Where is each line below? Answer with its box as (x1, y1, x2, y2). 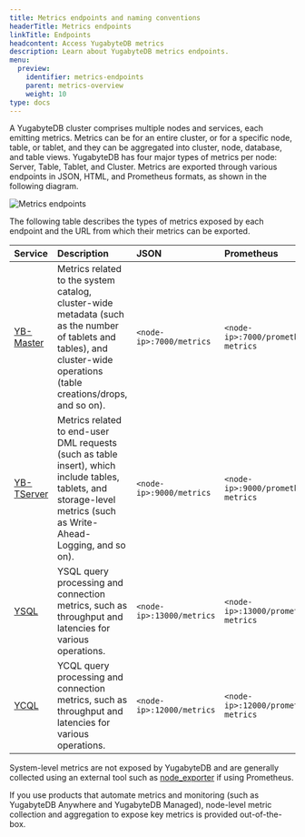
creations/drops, (57, 388, 128, 400)
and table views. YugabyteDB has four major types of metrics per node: (9, 152, 278, 163)
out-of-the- (239, 809, 283, 820)
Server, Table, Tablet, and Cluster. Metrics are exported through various (9, 161, 278, 173)
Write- (69, 516, 98, 529)
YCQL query (57, 660, 110, 672)
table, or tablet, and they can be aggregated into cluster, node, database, (9, 142, 283, 153)
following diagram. (9, 181, 79, 192)
